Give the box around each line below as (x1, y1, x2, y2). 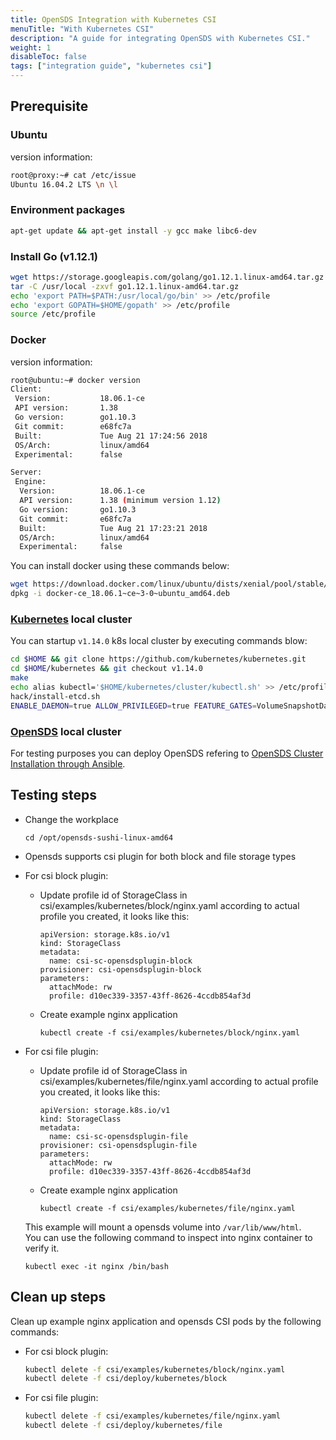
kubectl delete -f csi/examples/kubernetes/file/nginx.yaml (24, 1411, 281, 1421)
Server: (10, 467, 43, 478)
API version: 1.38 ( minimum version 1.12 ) (19, 496, 222, 506)
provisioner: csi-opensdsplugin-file (39, 1140, 198, 1150)
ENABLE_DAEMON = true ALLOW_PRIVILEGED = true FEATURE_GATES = (10, 701, 257, 711)
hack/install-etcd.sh (10, 691, 101, 701)
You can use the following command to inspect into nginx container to (24, 1231, 313, 1243)
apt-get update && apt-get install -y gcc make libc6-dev (10, 226, 257, 236)
